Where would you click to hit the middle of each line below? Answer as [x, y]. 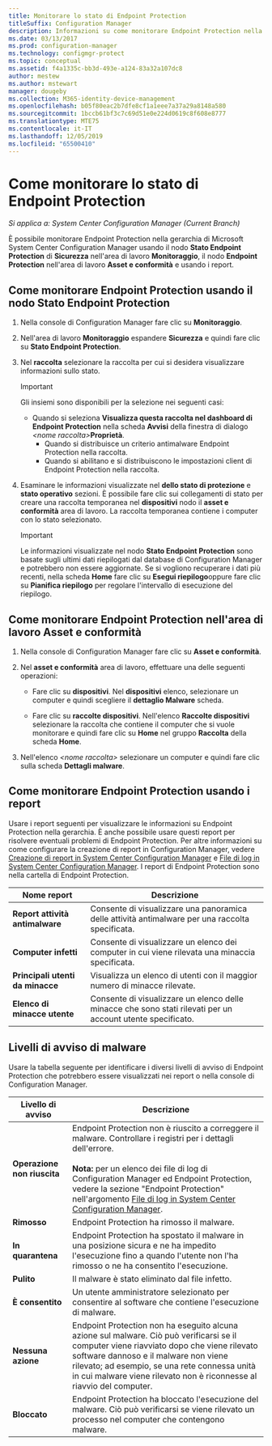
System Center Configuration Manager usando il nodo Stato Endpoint [125, 248]
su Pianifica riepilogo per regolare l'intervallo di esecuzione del [126, 585]
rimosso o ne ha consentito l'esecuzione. [150, 1266]
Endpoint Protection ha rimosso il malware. [153, 1222]
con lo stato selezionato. [61, 519]
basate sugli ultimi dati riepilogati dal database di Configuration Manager [141, 560]
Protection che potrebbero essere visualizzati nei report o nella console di [132, 1075]
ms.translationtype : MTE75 [54, 121]
